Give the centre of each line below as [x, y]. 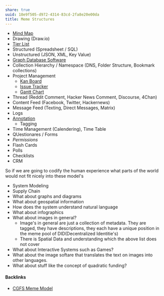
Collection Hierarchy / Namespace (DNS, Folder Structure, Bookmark [83, 65]
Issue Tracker [34, 87]
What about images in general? [44, 218]
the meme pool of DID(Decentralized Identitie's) [69, 234]
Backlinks [16, 277]
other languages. [30, 260]
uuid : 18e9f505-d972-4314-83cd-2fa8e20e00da [52, 15]
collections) [24, 71]
